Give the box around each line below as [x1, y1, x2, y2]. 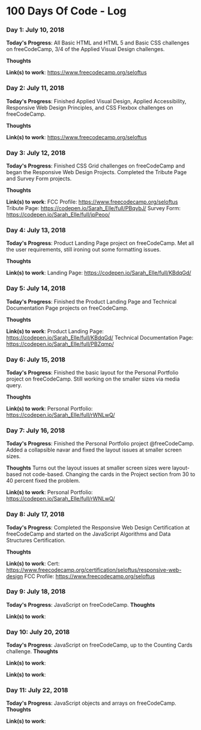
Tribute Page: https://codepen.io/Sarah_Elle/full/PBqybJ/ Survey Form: [6, 205, 181, 212]
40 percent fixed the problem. [6, 477, 80, 484]
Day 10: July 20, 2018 [6, 627, 70, 636]
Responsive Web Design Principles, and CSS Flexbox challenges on [6, 104, 173, 111]
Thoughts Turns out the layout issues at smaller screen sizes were [6, 464, 171, 472]
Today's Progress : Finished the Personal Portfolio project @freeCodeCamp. [6, 440, 194, 447]
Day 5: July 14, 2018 [6, 284, 66, 292]
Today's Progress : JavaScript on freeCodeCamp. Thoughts [6, 601, 155, 608]
